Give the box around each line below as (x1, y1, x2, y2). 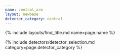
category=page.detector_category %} (5, 45, 82, 51)
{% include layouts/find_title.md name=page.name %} (5, 30, 115, 36)
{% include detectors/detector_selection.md (5, 39, 95, 45)
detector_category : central (5, 16, 63, 21)
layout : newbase (5, 12, 39, 17)
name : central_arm (5, 7, 43, 12)
